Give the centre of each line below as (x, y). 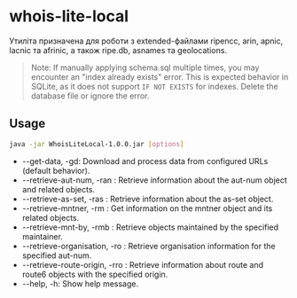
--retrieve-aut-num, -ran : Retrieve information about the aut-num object (155, 180)
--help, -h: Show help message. (80, 283)
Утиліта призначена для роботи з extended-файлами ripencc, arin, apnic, (146, 41)
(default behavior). (56, 170)
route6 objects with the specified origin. (95, 274)
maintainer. (43, 236)
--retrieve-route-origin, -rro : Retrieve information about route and (143, 264)
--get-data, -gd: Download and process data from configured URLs (145, 161)
